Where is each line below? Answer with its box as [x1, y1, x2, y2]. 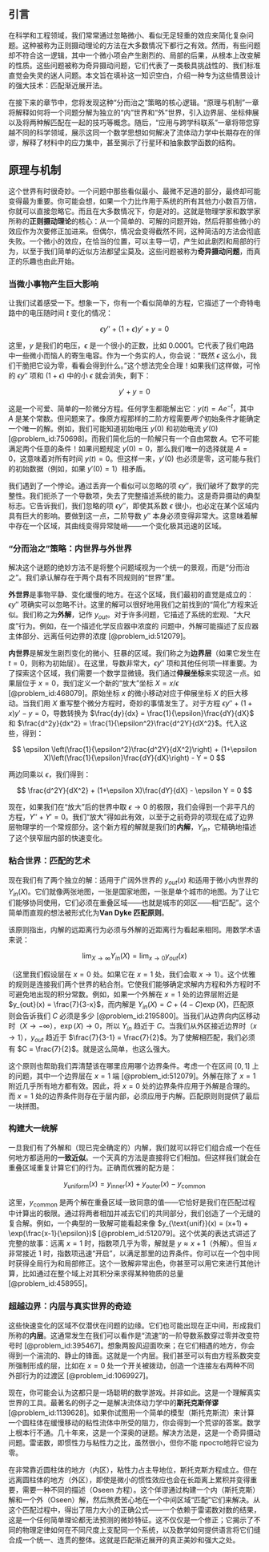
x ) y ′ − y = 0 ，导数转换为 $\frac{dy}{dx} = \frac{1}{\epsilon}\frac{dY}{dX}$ [8, 708, 255, 717]
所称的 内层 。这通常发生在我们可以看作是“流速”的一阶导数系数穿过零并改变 [8, 1330, 254, 1340]
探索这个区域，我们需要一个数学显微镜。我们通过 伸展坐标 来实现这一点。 [14, 668, 254, 677]
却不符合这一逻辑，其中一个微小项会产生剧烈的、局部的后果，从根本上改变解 [8, 51, 261, 60]
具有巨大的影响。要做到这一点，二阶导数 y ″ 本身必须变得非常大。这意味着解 [8, 511, 258, 520]
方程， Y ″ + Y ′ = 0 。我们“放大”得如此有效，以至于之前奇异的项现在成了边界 [8, 812, 255, 822]
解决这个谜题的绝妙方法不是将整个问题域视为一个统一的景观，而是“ [8, 562, 230, 572]
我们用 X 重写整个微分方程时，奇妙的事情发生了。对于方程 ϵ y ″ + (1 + [29, 698, 253, 708]
